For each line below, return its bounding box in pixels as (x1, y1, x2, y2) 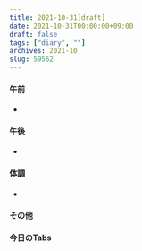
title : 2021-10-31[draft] (9, 13, 105, 22)
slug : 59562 (9, 55, 54, 64)
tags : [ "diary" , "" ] (9, 38, 87, 48)
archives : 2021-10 (9, 47, 78, 56)
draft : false (9, 30, 58, 39)
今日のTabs (9, 232, 52, 243)
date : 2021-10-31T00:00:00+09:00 (9, 22, 134, 30)
